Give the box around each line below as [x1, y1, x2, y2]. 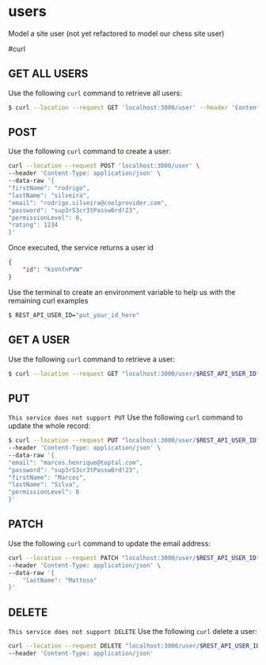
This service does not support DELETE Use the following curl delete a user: [8, 627, 257, 636]
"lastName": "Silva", [8, 481, 80, 489]
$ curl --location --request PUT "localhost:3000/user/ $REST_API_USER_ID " [8, 436, 260, 445]
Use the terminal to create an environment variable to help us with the [8, 287, 236, 296]
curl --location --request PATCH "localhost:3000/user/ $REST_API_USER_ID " [8, 554, 260, 562]
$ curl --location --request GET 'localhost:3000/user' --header [8, 103, 228, 111]
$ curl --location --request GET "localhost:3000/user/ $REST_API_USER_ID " [8, 369, 260, 377]
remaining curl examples [8, 296, 89, 305]
